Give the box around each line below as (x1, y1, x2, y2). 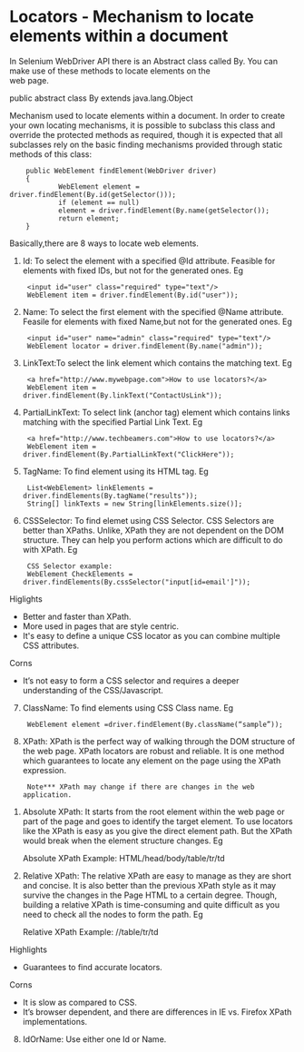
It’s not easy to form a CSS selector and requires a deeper (22, 674, 240, 686)
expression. (22, 764, 66, 775)
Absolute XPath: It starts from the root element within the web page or (22, 806, 285, 817)
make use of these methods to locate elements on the (9, 65, 211, 76)
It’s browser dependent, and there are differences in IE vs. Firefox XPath (22, 1006, 292, 1018)
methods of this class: (9, 148, 93, 160)
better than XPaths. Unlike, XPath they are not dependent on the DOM (22, 525, 284, 536)
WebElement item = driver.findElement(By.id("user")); (26, 290, 239, 300)
